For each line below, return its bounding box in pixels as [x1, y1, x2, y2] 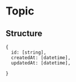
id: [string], [11, 49, 46, 55]
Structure [5, 28, 43, 39]
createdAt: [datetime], [11, 55, 71, 61]
